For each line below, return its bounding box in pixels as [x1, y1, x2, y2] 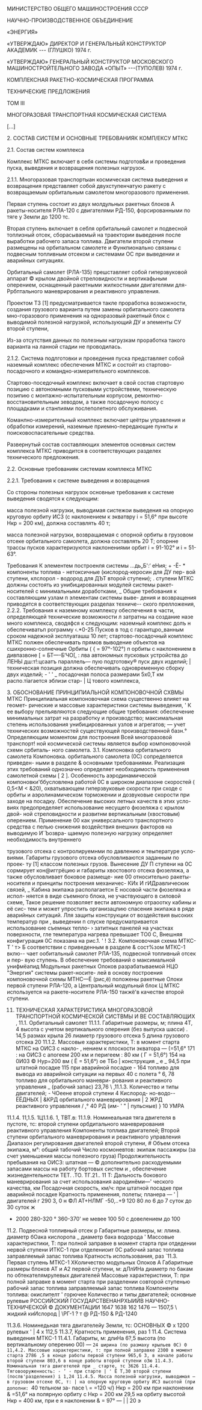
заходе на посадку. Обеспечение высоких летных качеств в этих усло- [7, 798, 191, 804]
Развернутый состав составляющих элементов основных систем [7, 441, 176, 448]
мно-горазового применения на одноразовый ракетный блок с [7, 312, 170, 319]
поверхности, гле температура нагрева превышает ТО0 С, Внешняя [7, 931, 183, 938]
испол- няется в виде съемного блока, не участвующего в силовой [7, 892, 181, 899]
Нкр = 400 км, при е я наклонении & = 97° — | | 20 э [7, 1397, 141, 1404]
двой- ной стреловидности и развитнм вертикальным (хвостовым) [7, 810, 180, 818]
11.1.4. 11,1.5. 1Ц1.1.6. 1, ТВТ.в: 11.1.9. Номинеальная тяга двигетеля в [7, 1114, 176, 1121]
